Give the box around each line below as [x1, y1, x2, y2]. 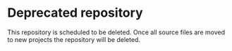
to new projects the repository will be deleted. [7, 35, 141, 43]
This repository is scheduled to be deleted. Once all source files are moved [7, 28, 226, 36]
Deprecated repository [7, 5, 143, 21]
